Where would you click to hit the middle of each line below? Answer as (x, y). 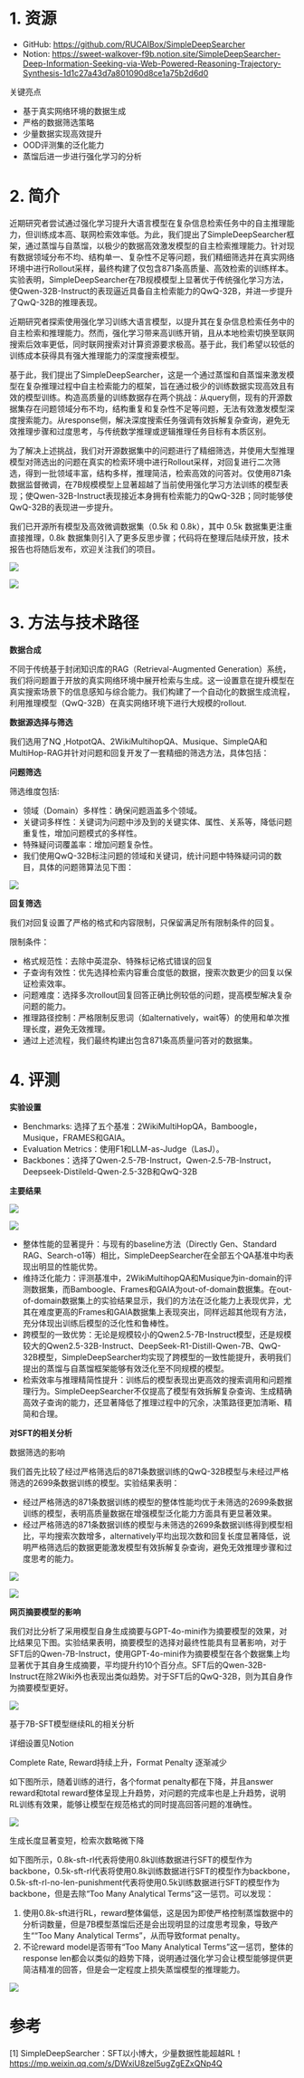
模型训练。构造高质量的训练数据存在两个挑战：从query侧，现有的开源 (155, 397)
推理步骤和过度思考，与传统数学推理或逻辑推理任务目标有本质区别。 (144, 431)
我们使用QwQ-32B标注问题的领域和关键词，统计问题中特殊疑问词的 (148, 856)
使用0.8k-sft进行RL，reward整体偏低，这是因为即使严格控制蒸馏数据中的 (158, 1912)
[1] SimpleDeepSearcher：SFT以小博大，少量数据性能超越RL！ (126, 2053)
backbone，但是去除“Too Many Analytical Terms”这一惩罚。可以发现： (142, 1893)
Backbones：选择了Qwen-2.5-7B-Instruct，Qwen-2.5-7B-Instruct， (149, 1160)
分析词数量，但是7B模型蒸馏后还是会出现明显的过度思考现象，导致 (146, 1924)
